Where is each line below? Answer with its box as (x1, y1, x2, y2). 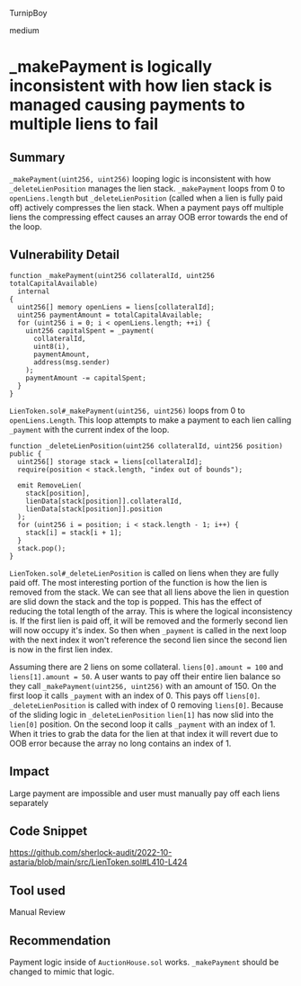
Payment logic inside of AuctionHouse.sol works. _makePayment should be (9, 957, 279, 968)
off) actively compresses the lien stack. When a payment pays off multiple (9, 202, 285, 212)
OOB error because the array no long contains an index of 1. (9, 738, 232, 748)
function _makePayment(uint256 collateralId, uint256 (9, 271, 216, 280)
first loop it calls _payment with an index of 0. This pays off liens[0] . (9, 690, 261, 701)
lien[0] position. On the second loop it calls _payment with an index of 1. (9, 719, 276, 730)
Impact (9, 764, 49, 779)
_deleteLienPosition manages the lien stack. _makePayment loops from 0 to (9, 184, 286, 193)
